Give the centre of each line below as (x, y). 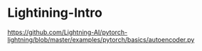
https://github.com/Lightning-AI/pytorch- (68, 32)
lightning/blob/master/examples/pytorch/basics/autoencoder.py (101, 39)
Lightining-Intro (55, 13)
